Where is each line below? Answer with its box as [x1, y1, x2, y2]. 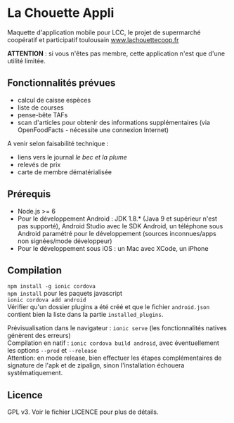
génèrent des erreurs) [7, 332, 72, 340]
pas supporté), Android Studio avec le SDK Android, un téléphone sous [17, 221, 223, 230]
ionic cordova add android [7, 297, 86, 304]
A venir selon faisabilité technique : [7, 139, 109, 148]
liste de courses [17, 103, 65, 112]
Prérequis [7, 188, 51, 200]
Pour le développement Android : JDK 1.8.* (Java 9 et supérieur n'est [17, 214, 218, 223]
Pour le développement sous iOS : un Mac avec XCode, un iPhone [17, 244, 209, 252]
